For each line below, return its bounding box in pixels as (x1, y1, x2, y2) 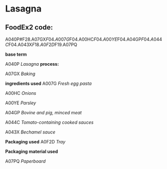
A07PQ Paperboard (5, 158, 46, 164)
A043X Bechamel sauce (5, 129, 56, 135)
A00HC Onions (5, 90, 37, 96)
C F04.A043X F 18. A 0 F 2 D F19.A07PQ (5, 42, 78, 48)
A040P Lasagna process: (5, 61, 59, 67)
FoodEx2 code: (5, 23, 53, 32)
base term (5, 51, 27, 57)
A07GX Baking (5, 71, 36, 77)
